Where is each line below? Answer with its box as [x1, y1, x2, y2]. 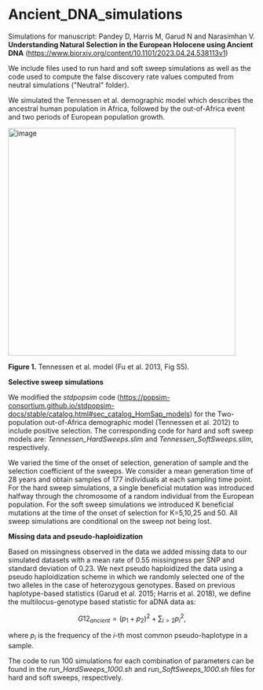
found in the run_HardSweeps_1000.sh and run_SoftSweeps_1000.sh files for [8, 665, 255, 674]
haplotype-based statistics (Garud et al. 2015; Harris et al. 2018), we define [8, 589, 251, 598]
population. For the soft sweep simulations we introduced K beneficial [8, 500, 234, 509]
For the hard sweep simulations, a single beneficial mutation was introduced [8, 482, 254, 493]
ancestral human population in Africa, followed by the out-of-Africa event [8, 104, 246, 113]
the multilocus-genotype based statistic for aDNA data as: [8, 596, 196, 607]
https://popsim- [119, 392, 170, 402]
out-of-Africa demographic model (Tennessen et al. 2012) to [44, 417, 239, 426]
